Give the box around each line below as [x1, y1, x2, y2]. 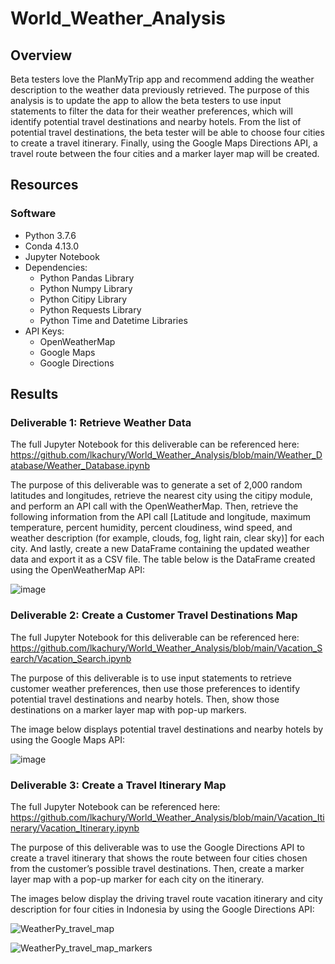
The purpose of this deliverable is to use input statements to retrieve [10, 672, 293, 684]
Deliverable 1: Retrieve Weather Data [10, 416, 192, 429]
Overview [10, 47, 73, 64]
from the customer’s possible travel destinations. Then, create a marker [10, 862, 305, 874]
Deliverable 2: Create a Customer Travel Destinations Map [10, 608, 298, 622]
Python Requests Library [39, 303, 142, 316]
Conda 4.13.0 [24, 240, 79, 252]
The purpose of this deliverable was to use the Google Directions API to [10, 841, 306, 853]
